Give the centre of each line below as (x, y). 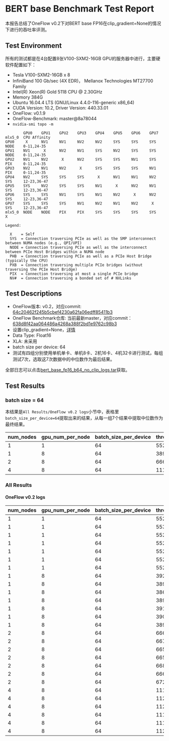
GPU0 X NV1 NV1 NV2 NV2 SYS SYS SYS (81, 142)
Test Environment (33, 46)
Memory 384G (28, 97)
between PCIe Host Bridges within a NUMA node (55, 252)
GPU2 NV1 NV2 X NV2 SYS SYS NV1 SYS (81, 159)
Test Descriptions (33, 294)
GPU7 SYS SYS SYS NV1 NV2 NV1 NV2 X (80, 203)
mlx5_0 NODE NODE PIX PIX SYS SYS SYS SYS (81, 212)
